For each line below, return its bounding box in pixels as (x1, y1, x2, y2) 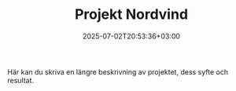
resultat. (7, 75, 35, 85)
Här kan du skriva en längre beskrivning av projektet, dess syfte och (7, 67, 229, 76)
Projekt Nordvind (74, 5, 189, 24)
